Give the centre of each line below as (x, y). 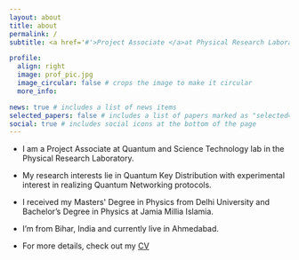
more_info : (37, 91)
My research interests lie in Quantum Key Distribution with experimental (154, 176)
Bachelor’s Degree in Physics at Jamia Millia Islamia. (117, 212)
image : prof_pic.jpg (55, 75)
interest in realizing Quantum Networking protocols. (117, 185)
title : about (33, 26)
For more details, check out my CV (85, 246)
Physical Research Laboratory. (78, 158)
